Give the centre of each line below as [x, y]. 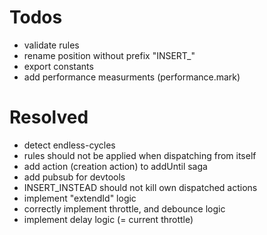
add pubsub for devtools [74, 177]
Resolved [49, 117]
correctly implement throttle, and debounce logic [124, 208]
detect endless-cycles [69, 145]
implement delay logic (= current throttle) [108, 219]
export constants [58, 66]
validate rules [51, 45]
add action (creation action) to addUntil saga [115, 166]
